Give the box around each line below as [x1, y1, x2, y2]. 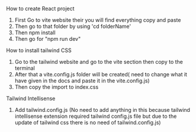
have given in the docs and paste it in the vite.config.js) [14, 77, 150, 84]
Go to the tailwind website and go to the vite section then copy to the [14, 59, 184, 65]
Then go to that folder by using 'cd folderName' [14, 23, 131, 30]
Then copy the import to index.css [14, 83, 99, 91]
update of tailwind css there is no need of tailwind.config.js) [14, 119, 161, 126]
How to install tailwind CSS [6, 47, 72, 54]
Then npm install [14, 29, 56, 36]
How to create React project [6, 5, 75, 12]
